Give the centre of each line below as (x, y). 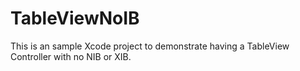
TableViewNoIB (75, 18)
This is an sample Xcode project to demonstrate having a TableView (150, 46)
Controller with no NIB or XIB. (71, 56)
